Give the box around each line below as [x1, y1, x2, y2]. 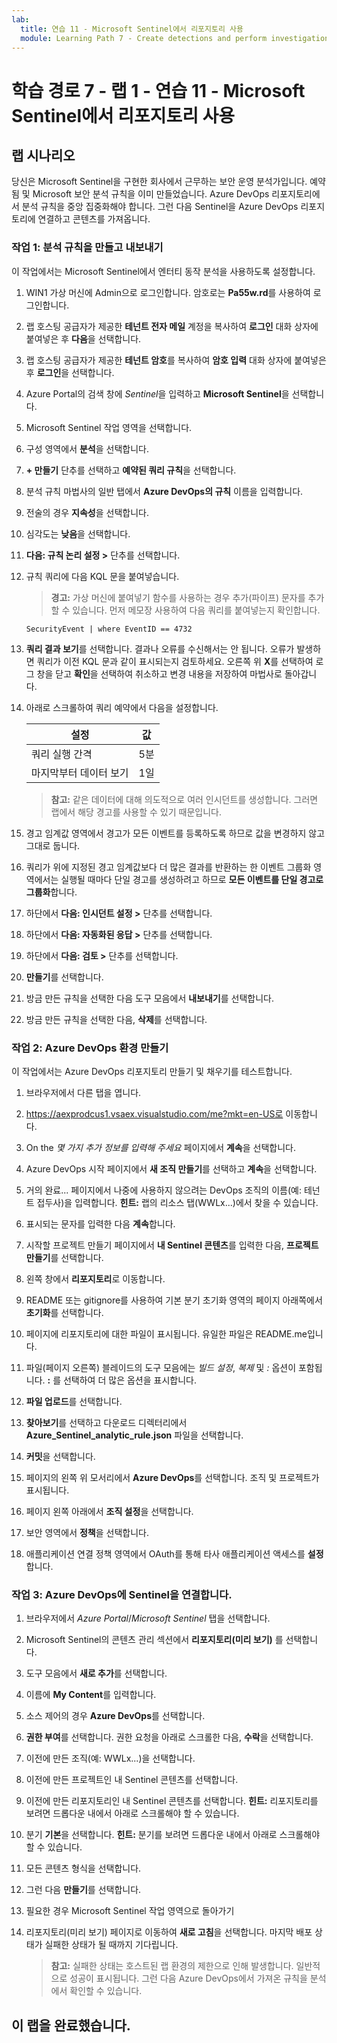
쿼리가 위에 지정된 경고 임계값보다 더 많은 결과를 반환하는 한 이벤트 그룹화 [25, 861, 312, 873]
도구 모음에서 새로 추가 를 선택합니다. [25, 1667, 168, 1680]
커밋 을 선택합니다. [25, 1450, 96, 1462]
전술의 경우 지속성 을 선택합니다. [25, 506, 149, 518]
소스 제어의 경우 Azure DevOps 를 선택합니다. [25, 1710, 206, 1722]
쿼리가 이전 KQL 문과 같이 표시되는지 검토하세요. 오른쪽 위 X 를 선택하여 [36, 655, 314, 667]
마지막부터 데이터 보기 [30, 766, 129, 780]
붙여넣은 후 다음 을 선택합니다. [25, 332, 142, 345]
